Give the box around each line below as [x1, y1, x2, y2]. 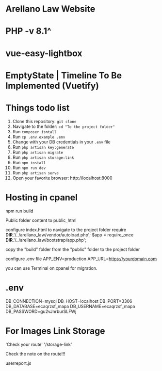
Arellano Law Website [5, 3, 96, 15]
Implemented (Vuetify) [5, 80, 99, 91]
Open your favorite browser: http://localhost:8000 [12, 175, 113, 181]
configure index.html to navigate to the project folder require [5, 227, 127, 232]
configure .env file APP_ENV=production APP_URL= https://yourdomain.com [5, 256, 157, 262]
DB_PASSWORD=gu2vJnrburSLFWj [5, 309, 77, 314]
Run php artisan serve [12, 170, 59, 175]
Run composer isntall [12, 128, 57, 134]
